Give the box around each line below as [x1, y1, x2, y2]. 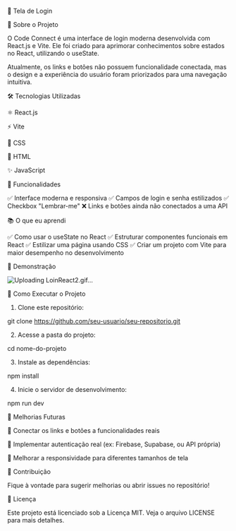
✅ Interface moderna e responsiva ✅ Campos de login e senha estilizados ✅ [7, 194, 230, 202]
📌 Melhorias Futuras [7, 413, 66, 421]
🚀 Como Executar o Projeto [7, 290, 86, 298]
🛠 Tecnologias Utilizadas [7, 92, 81, 100]
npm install [7, 371, 39, 380]
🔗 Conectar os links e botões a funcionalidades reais [7, 426, 160, 434]
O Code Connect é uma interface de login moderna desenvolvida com [7, 34, 211, 42]
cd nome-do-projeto [7, 345, 67, 352]
